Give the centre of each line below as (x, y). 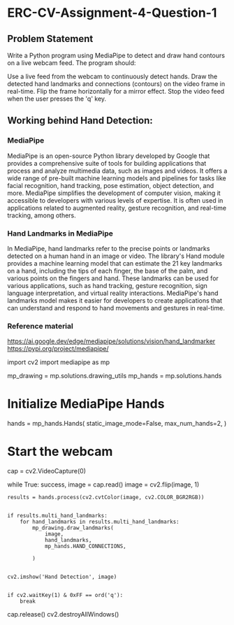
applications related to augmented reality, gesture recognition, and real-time (117, 208)
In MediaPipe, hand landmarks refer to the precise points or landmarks (109, 248)
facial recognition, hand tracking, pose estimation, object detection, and (111, 185)
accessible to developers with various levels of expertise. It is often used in (115, 200)
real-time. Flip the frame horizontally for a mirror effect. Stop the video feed (116, 91)
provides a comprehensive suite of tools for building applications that (107, 163)
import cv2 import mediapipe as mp (59, 362)
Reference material (40, 326)
